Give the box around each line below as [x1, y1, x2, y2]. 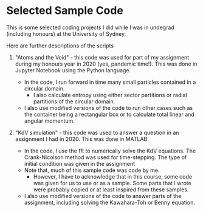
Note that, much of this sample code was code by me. [24, 166, 160, 174]
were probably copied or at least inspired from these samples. [33, 186, 189, 193]
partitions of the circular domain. [33, 98, 115, 105]
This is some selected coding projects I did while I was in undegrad [6, 24, 174, 31]
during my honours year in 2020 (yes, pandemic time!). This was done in [15, 60, 198, 67]
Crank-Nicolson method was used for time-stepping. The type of [24, 153, 187, 161]
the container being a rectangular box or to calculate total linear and [24, 111, 194, 118]
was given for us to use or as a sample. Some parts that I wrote [33, 179, 191, 186]
